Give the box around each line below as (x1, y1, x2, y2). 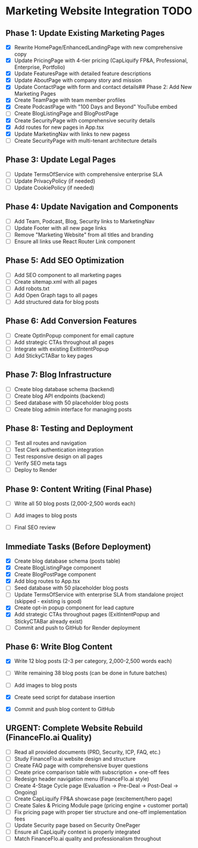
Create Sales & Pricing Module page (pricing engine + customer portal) (14, 801, 188, 809)
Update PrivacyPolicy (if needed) (14, 177, 96, 185)
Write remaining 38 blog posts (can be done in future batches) (14, 669, 168, 677)
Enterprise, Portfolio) (14, 64, 65, 71)
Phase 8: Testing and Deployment (5, 423, 133, 434)
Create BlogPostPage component (14, 571, 96, 578)
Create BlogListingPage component (14, 564, 102, 572)
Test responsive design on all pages (14, 453, 103, 460)
